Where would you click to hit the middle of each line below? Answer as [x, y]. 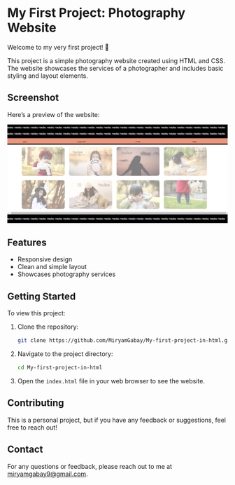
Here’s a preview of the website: [54, 114]
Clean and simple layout [52, 267]
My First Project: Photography [97, 13]
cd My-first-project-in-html [60, 368]
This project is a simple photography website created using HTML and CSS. [116, 60]
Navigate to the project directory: [65, 354]
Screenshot [33, 98]
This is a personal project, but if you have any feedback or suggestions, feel [116, 420]
